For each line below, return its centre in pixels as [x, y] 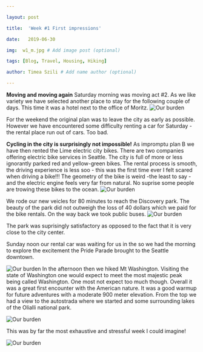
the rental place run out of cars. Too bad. [58, 132]
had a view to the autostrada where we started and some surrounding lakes [101, 301]
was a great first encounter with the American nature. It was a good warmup [101, 288]
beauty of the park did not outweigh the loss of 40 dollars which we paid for [101, 208]
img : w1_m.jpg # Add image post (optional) [63, 50]
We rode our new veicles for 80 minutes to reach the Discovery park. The [98, 201]
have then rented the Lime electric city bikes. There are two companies [95, 150]
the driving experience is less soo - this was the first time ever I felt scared [99, 170]
